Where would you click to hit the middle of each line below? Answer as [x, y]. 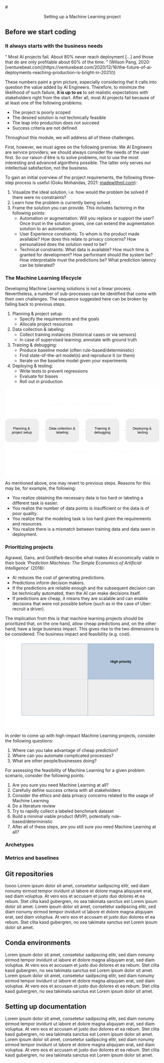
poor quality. [25, 513]
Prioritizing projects [29, 547]
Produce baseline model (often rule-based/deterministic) [77, 350]
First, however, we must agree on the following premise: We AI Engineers [79, 147]
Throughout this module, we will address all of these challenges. [70, 137]
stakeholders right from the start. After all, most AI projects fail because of [80, 97]
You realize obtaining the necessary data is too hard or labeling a [78, 497]
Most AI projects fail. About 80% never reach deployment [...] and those [81, 56]
